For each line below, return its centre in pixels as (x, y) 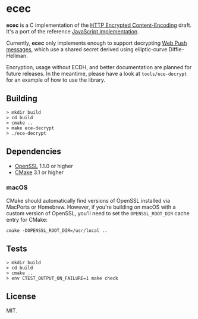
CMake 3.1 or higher (39, 172)
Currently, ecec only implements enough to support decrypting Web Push (97, 43)
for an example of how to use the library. (56, 80)
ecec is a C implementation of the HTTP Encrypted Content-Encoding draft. (99, 25)
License (21, 297)
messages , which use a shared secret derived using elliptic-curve (87, 49)
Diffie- (176, 49)
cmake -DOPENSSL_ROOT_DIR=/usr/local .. (57, 230)
